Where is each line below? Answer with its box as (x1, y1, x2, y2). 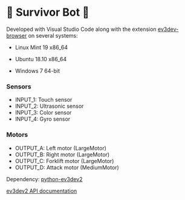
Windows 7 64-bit (15, 67, 60, 75)
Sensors (6, 82, 31, 90)
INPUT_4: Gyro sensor (15, 115, 71, 123)
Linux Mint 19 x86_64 (15, 44, 68, 51)
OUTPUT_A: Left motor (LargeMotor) (15, 144, 107, 152)
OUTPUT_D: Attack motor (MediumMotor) (15, 164, 119, 171)
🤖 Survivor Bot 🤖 (6, 5, 89, 19)
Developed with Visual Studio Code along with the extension (6, 25, 157, 33)
